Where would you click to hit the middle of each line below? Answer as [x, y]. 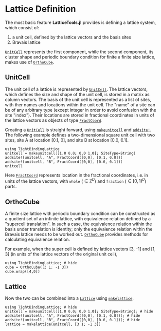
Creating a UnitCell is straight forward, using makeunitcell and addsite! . [78, 130]
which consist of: [22, 27]
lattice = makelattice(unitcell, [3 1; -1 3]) [53, 324]
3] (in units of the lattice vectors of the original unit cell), [61, 254]
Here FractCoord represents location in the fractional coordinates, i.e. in [77, 175]
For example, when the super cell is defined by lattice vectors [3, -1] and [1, [80, 249]
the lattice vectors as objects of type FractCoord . [54, 120]
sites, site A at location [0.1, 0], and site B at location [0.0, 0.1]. [67, 140]
